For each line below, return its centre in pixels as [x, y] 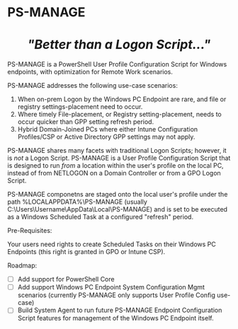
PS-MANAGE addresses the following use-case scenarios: [93, 86]
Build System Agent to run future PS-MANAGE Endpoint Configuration [120, 310]
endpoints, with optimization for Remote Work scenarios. [90, 72]
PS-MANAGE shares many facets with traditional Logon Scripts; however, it [117, 151]
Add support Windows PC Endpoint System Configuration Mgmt [111, 287]
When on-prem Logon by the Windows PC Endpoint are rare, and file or [122, 99]
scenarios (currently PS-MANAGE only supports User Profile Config [117, 295]
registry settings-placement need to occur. [80, 107]
